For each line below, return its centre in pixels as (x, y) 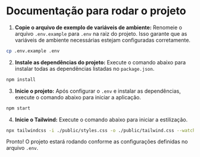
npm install (21, 79)
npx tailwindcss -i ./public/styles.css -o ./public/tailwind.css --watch (101, 130)
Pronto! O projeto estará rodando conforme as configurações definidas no (97, 142)
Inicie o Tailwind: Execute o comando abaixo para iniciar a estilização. (101, 120)
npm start (18, 108)
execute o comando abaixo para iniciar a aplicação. (78, 97)
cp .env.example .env (33, 51)
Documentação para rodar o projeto (96, 11)
